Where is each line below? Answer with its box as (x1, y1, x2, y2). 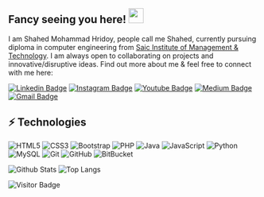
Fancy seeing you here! (8, 13, 127, 26)
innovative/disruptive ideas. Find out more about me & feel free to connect (8, 59, 252, 68)
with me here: (8, 68, 53, 77)
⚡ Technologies (8, 116, 87, 129)
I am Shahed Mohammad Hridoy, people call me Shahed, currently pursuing (8, 33, 257, 44)
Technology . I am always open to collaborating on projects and (8, 51, 214, 60)
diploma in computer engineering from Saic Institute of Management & (8, 42, 239, 52)
